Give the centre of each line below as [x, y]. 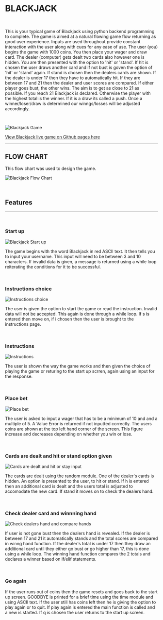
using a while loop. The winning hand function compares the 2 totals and [78, 554]
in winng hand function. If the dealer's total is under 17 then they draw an [78, 544]
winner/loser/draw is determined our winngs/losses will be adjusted [73, 103]
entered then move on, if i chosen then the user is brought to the [70, 319]
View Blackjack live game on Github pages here [53, 137]
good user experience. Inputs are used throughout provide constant [73, 41]
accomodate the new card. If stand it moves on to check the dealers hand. [79, 491]
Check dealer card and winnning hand [51, 513]
